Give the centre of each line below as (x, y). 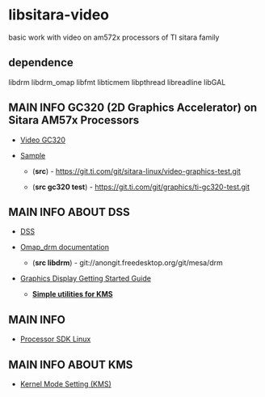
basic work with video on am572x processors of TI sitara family (114, 37)
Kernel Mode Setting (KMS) (65, 384)
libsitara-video (59, 15)
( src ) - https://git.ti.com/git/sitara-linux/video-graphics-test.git (136, 171)
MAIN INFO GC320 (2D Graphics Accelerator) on (133, 108)
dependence (41, 63)
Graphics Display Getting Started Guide (86, 279)
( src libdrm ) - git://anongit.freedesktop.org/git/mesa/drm (128, 263)
